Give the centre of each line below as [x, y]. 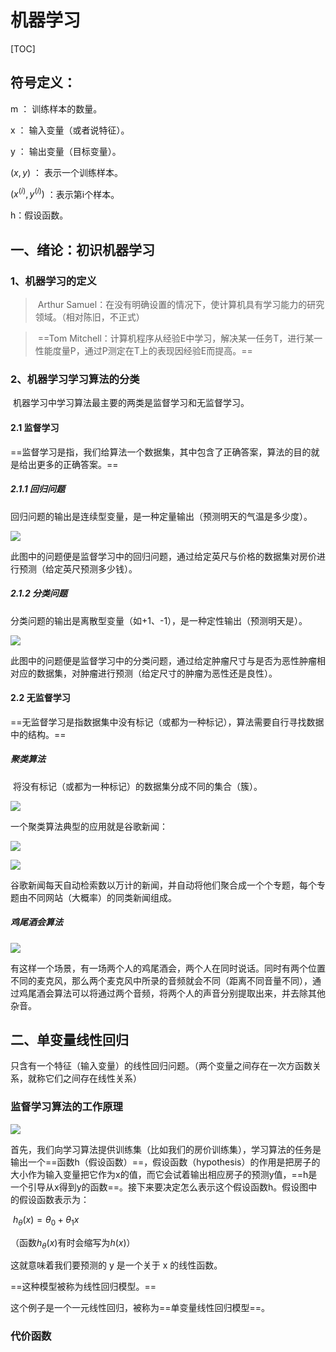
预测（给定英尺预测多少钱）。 [78, 568]
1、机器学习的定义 [53, 281]
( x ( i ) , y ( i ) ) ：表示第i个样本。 [65, 193]
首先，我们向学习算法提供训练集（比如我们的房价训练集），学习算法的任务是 [166, 1149]
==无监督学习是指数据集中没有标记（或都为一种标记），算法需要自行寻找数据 [167, 722]
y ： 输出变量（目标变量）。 [66, 151]
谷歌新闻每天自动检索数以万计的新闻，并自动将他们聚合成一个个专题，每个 [163, 885]
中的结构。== [38, 734]
